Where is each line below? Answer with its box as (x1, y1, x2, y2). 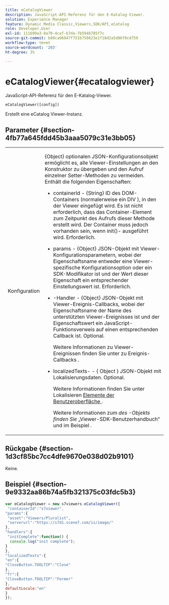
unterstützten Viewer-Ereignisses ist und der (53, 314, 160, 321)
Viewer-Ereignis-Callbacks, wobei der (53, 301, 145, 308)
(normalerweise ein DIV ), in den (80, 196, 157, 203)
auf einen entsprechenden (96, 326, 158, 333)
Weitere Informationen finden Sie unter (53, 385, 145, 392)
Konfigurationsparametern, (53, 251, 117, 259)
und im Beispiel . (53, 422, 92, 429)
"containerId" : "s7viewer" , (7, 506, 64, 511)
